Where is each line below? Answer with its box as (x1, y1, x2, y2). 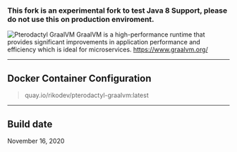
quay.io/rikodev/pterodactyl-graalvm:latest (24, 91, 150, 100)
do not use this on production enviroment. (7, 14, 154, 24)
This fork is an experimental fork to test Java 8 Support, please (7, 6, 228, 15)
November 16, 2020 (7, 137, 65, 145)
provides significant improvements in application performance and (7, 38, 201, 46)
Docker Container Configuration (7, 72, 152, 84)
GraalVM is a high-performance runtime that (76, 30, 205, 39)
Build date (7, 118, 53, 130)
